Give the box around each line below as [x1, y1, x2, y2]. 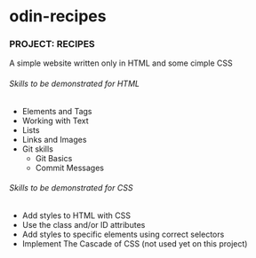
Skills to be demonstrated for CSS [9, 183, 133, 193]
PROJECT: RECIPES [9, 38, 95, 51]
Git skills [21, 144, 53, 154]
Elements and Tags [21, 106, 92, 116]
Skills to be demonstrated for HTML [9, 78, 140, 90]
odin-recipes [9, 6, 107, 27]
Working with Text [21, 115, 89, 126]
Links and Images [21, 134, 87, 145]
